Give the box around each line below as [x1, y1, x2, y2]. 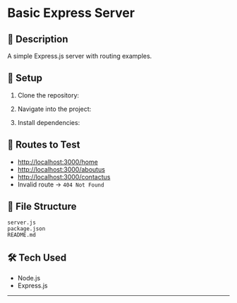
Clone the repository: [17, 90, 80, 100]
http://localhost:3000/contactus [17, 172, 111, 181]
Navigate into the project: [17, 105, 92, 113]
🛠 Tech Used [7, 251, 67, 263]
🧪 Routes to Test [7, 139, 80, 151]
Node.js [17, 274, 41, 283]
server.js [7, 219, 37, 227]
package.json [7, 225, 46, 232]
